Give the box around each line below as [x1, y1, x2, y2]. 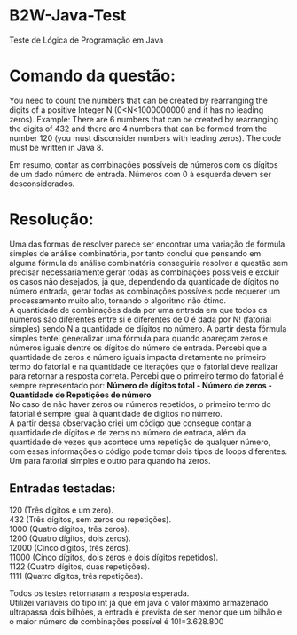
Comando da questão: [9, 66, 176, 86]
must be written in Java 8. [9, 142, 104, 153]
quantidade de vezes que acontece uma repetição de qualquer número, [9, 436, 271, 447]
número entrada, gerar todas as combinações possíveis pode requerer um [9, 286, 281, 296]
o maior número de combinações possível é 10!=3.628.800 [9, 615, 224, 626]
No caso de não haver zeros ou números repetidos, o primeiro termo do [9, 398, 272, 409]
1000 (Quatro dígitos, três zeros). [9, 523, 130, 534]
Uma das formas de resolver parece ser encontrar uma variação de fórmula [9, 239, 285, 249]
